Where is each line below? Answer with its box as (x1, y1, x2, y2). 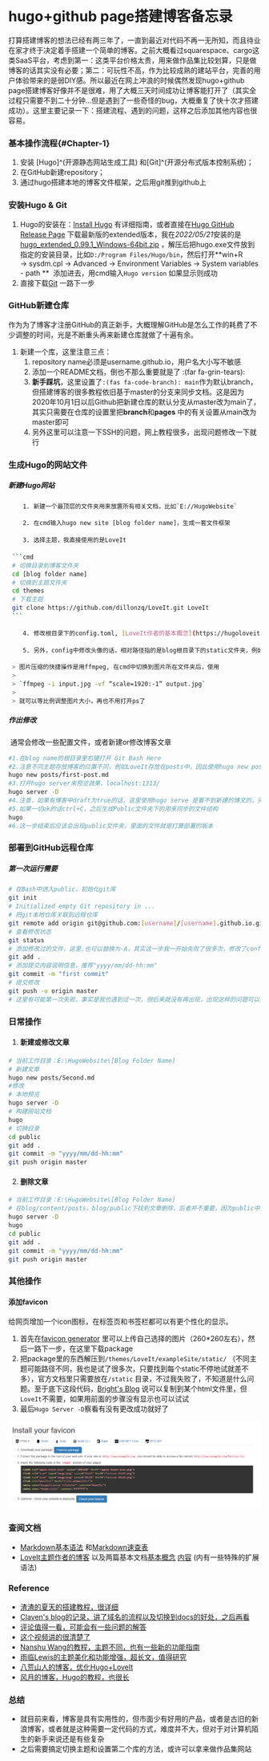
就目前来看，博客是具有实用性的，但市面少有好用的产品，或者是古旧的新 (19, 1714, 259, 1724)
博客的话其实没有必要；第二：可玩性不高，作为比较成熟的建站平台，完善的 (8, 65, 254, 75)
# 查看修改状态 (8, 928, 52, 936)
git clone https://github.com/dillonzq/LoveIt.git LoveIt (11, 604, 210, 612)
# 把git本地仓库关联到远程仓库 (8, 911, 98, 919)
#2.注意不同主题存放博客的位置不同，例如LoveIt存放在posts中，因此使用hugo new (8, 763, 248, 771)
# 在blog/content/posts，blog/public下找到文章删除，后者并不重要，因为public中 (8, 1205, 260, 1213)
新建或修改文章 (19, 1037, 70, 1047)
